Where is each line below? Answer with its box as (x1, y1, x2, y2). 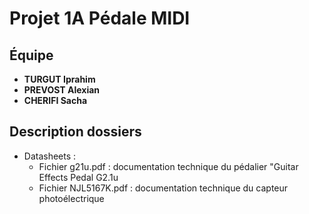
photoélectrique (38, 192, 105, 204)
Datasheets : (23, 150, 77, 162)
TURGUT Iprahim (23, 73, 96, 85)
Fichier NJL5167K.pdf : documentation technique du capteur (38, 182, 289, 194)
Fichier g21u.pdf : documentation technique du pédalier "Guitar (38, 160, 299, 172)
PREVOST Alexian (23, 84, 101, 96)
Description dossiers (9, 123, 142, 141)
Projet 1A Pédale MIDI (9, 7, 191, 30)
